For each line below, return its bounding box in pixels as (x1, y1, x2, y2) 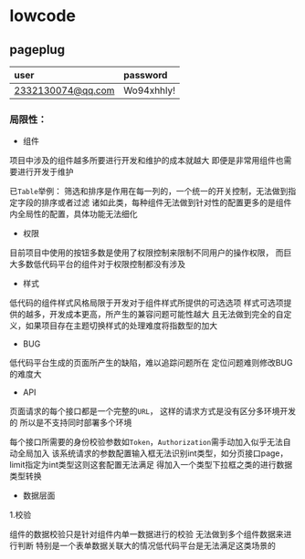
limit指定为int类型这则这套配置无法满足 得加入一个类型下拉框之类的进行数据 (9, 460, 293, 471)
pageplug (9, 42, 66, 57)
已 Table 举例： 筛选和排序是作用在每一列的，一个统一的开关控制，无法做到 (9, 186, 289, 197)
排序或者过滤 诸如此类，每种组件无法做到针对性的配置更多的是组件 (40, 197, 292, 208)
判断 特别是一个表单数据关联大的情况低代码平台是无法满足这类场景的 (16, 540, 276, 552)
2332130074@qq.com (14, 84, 115, 97)
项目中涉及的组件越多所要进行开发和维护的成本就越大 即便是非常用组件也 (9, 155, 284, 166)
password (122, 69, 168, 81)
